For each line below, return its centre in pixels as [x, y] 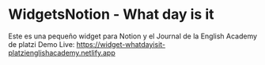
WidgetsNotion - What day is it [111, 14]
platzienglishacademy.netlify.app [62, 52]
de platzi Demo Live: [42, 44]
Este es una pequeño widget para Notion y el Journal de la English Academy [133, 36]
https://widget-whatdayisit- [121, 44]
